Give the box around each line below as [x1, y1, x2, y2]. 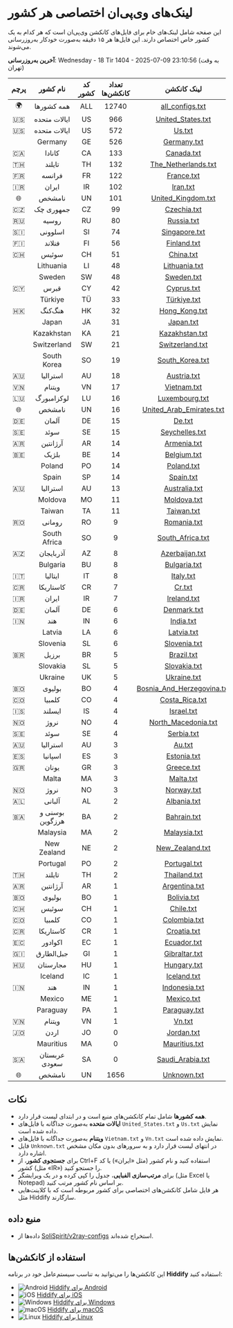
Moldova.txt [164, 494, 203, 504]
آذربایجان [39, 548, 66, 558]
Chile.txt [169, 903, 197, 913]
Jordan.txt [166, 1027, 201, 1037]
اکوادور [41, 937, 63, 947]
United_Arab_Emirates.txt [142, 404, 225, 414]
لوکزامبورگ [35, 393, 70, 403]
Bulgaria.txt [165, 559, 203, 569]
